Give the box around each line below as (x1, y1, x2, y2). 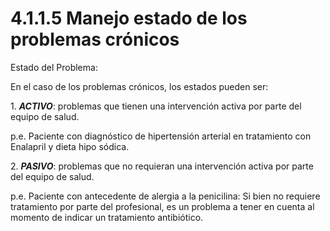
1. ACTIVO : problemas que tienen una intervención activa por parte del (10, 100, 302, 112)
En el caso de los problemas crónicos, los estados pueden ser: (10, 80, 269, 92)
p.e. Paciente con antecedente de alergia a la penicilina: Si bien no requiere (10, 190, 321, 202)
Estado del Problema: (10, 61, 98, 73)
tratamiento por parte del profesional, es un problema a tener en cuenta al (10, 200, 315, 212)
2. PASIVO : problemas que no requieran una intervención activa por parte (10, 160, 314, 172)
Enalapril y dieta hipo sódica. (10, 140, 130, 152)
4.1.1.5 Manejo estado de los (10, 7, 248, 30)
